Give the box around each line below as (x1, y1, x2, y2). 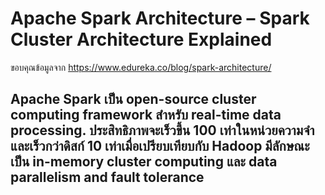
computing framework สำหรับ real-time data (10, 107, 282, 124)
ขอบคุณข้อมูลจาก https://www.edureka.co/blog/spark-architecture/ (10, 61, 272, 73)
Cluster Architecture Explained (10, 28, 273, 51)
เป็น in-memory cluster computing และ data (10, 153, 278, 171)
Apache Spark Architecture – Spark (10, 7, 310, 30)
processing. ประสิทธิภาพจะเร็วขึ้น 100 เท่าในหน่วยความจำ (10, 122, 315, 139)
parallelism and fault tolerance (10, 169, 205, 186)
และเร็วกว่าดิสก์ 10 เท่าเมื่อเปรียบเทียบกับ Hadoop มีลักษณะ (10, 138, 310, 155)
